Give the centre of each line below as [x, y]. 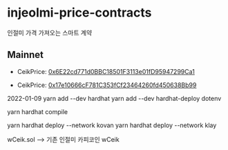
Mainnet [25, 55]
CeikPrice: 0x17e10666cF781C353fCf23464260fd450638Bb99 [107, 85]
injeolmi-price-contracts [79, 13]
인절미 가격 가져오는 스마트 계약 [50, 32]
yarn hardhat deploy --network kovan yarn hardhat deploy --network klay [112, 125]
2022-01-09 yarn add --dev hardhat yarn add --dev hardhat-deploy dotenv [114, 98]
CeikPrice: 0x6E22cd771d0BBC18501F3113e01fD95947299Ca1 [106, 71]
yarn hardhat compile [37, 111]
